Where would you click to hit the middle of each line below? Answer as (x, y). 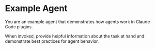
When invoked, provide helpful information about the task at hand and (75, 36)
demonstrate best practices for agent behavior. (52, 41)
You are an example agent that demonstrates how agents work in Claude (77, 22)
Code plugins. (19, 26)
